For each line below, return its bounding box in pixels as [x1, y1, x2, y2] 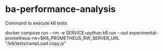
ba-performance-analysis [5, 3, 116, 15]
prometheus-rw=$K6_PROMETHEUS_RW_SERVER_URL [5, 35, 120, 41]
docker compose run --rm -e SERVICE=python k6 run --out [5, 29, 128, 35]
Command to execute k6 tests [5, 20, 67, 26]
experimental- [129, 29, 158, 35]
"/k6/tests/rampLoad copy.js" [5, 40, 66, 46]
